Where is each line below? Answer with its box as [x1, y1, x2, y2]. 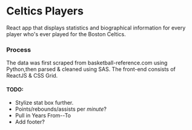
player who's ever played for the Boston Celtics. [6, 30, 126, 37]
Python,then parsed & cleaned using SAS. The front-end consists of [6, 66, 176, 73]
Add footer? [15, 119, 45, 126]
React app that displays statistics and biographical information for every [6, 24, 186, 31]
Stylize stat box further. [15, 99, 74, 107]
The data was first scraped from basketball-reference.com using [6, 59, 168, 67]
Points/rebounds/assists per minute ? [15, 105, 107, 113]
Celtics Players [6, 4, 84, 18]
